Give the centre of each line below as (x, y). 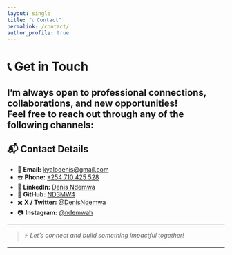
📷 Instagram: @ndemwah (55, 212)
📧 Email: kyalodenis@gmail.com (63, 169)
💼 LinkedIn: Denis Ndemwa (56, 187)
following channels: (51, 125)
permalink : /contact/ (38, 26)
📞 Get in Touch (48, 67)
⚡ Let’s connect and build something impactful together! (104, 235)
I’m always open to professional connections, (107, 93)
